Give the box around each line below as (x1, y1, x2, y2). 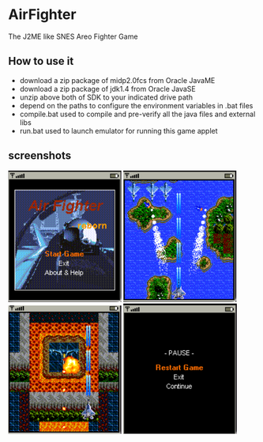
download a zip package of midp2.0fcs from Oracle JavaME (19, 75, 216, 85)
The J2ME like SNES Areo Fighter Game (8, 32, 138, 41)
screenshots (8, 149, 72, 163)
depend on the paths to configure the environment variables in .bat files (19, 100, 254, 110)
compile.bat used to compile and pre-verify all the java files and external (19, 109, 256, 119)
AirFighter (8, 6, 77, 24)
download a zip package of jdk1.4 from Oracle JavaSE (19, 84, 196, 93)
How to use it (8, 55, 74, 68)
